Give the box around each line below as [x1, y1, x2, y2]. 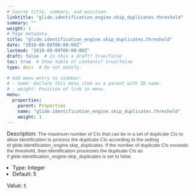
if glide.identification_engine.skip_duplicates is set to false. [7, 153, 133, 160]
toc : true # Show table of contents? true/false [7, 58, 133, 64]
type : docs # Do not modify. [7, 64, 82, 70]
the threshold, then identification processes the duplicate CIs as [7, 147, 143, 154]
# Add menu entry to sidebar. [7, 75, 82, 81]
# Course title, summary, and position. [7, 8, 109, 15]
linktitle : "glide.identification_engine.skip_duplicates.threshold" [7, 14, 184, 20]
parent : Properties [17, 103, 66, 109]
